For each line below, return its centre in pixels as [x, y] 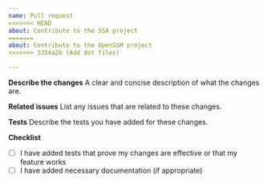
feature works [43, 162]
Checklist [25, 137]
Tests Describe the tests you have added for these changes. [108, 122]
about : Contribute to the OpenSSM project [80, 46]
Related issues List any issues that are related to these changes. [115, 106]
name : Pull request [41, 16]
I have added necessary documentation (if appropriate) [111, 171]
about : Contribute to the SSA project [73, 30]
